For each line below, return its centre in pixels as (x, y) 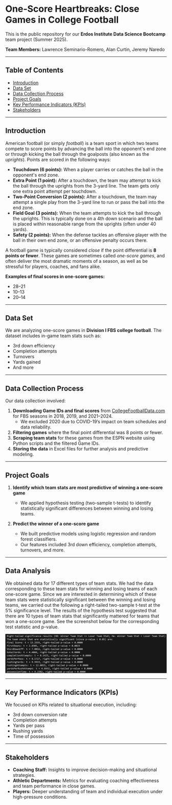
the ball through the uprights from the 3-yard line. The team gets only (86, 185)
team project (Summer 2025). (37, 39)
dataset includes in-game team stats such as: (53, 336)
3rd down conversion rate (40, 715)
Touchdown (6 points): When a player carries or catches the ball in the (88, 169)
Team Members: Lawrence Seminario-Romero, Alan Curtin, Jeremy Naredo (85, 49)
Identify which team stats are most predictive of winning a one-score (88, 488)
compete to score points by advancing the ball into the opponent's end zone (86, 149)
